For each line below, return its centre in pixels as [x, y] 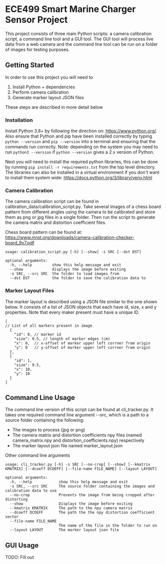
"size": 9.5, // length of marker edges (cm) [62, 339]
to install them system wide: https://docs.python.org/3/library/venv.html [79, 178]
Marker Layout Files [30, 291]
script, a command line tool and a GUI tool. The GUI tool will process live [79, 39]
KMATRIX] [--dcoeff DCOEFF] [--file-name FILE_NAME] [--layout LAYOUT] [81, 469]
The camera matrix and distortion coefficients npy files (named [77, 435]
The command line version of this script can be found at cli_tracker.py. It [79, 409]
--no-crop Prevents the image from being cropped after [82, 495]
